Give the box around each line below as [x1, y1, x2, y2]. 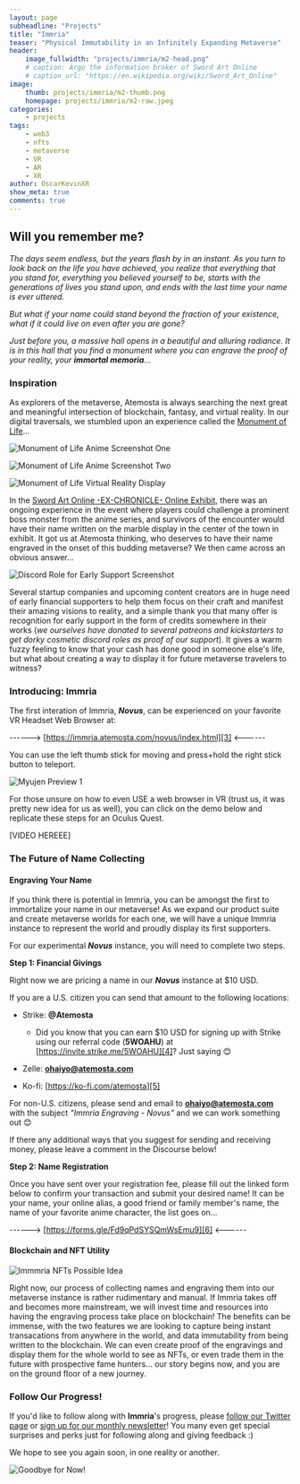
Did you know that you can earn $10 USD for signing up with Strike [35, 1027, 281, 1038]
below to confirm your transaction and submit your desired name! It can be [9, 1188, 285, 1199]
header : [9, 47, 38, 55]
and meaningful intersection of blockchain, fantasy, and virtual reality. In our [9, 406, 289, 417]
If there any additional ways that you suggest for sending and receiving [9, 1134, 271, 1146]
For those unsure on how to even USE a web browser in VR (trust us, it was [9, 794, 286, 805]
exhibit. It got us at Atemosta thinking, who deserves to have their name [9, 533, 274, 543]
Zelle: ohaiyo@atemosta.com [21, 1063, 134, 1074]
